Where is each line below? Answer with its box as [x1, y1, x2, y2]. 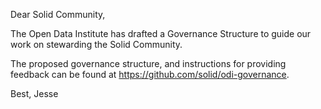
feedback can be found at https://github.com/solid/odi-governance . [10, 69, 290, 80]
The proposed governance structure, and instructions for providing [10, 58, 287, 69]
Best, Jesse [10, 88, 59, 99]
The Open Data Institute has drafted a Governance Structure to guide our [10, 28, 312, 39]
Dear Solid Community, [10, 9, 106, 20]
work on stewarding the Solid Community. [10, 39, 183, 50]
